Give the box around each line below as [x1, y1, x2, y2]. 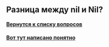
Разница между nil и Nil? [6, 5, 104, 15]
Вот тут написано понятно [6, 34, 76, 41]
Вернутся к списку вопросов [6, 20, 83, 27]
